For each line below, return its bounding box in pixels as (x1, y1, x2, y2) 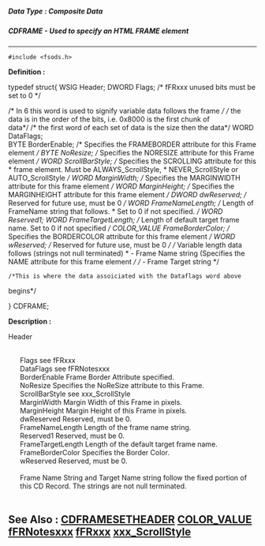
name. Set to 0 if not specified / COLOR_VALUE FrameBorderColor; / (8, 223, 230, 233)
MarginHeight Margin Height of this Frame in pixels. (19, 406, 188, 416)
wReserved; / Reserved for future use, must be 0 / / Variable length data (8, 241, 243, 250)
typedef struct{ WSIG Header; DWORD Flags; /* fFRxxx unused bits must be (8, 83, 256, 92)
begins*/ (8, 286, 37, 296)
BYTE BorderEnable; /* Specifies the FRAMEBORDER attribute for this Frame (8, 140, 257, 149)
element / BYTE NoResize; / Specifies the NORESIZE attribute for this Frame (8, 148, 255, 158)
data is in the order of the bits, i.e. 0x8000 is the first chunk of (8, 114, 211, 124)
